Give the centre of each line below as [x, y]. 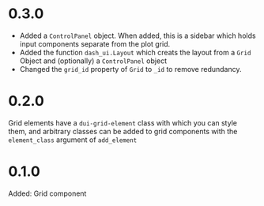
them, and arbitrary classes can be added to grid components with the [123, 131]
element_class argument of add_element [73, 140]
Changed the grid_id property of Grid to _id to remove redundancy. [130, 69]
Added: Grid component [47, 193]
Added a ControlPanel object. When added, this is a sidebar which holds [138, 36]
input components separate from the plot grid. [95, 43]
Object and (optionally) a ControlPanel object [93, 61]
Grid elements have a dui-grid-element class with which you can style [123, 122]
